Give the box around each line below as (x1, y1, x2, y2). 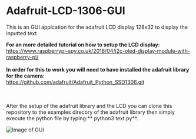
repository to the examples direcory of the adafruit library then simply (6, 109, 175, 116)
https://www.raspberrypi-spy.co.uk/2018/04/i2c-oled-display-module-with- (6, 47, 190, 54)
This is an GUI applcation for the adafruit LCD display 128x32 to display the (6, 23, 188, 30)
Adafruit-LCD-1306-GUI (6, 4, 125, 18)
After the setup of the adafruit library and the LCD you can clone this (6, 102, 172, 109)
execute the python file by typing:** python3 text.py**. (6, 114, 138, 121)
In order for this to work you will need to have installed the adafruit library (6, 66, 190, 73)
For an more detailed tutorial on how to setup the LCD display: (6, 41, 160, 48)
